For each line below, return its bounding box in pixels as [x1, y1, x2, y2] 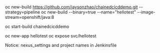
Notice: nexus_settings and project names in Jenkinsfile [5, 42, 117, 48]
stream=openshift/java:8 [5, 14, 54, 20]
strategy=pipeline [5, 9, 40, 15]
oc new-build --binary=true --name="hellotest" [41, 9, 136, 15]
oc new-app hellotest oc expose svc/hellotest [5, 33, 96, 39]
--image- [137, 9, 156, 15]
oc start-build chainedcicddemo [5, 24, 70, 29]
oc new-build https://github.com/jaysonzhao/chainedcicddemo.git [5, 4, 138, 10]
